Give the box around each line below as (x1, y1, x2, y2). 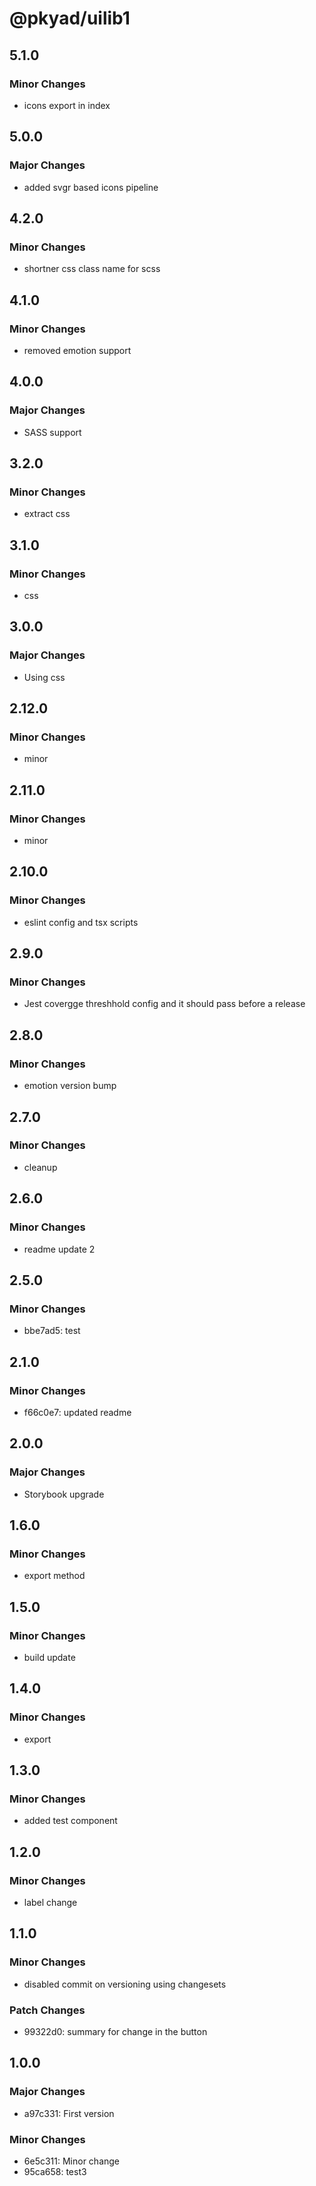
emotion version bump (23, 1080, 117, 1092)
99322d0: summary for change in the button (23, 2025, 208, 2037)
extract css (23, 508, 71, 520)
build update (23, 1651, 76, 1663)
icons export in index (23, 99, 111, 111)
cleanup (23, 1161, 58, 1173)
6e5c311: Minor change (23, 2155, 121, 2167)
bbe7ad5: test (23, 1325, 81, 1337)
